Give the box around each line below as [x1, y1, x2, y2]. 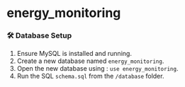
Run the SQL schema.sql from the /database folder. [16, 72, 164, 81]
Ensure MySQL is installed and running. [16, 50, 133, 58]
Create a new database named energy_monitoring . [16, 57, 164, 65]
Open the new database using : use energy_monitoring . [16, 64, 179, 73]
